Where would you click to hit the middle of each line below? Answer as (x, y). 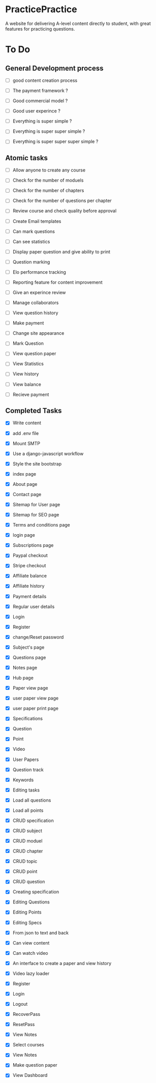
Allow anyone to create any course (49, 170)
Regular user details (34, 606)
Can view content (31, 943)
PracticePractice (41, 9)
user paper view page (36, 698)
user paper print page (35, 709)
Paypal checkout (30, 555)
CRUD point (25, 871)
